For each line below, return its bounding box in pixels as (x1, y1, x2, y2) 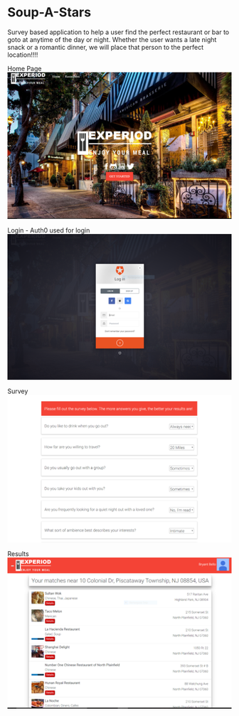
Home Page (7, 64, 42, 73)
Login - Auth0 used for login (7, 226, 90, 235)
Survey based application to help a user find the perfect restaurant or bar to (7, 28, 230, 36)
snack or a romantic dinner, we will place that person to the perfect (7, 43, 204, 51)
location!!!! (7, 50, 38, 59)
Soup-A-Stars (7, 4, 91, 21)
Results (7, 550, 30, 558)
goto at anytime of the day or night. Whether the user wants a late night (7, 35, 217, 43)
